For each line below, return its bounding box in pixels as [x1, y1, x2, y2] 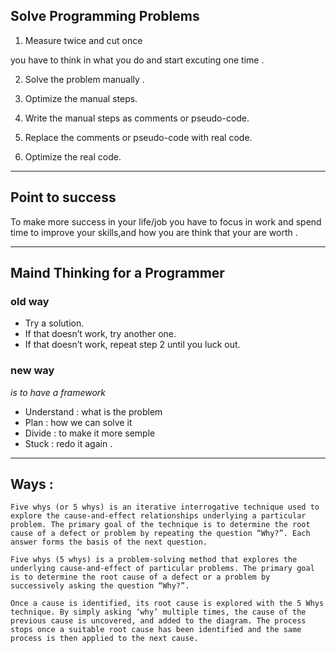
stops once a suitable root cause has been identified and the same [10, 625, 302, 635]
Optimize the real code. [24, 150, 122, 163]
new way [10, 364, 55, 378]
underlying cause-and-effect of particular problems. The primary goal [10, 564, 315, 574]
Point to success [10, 189, 117, 206]
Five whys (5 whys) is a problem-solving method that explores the [10, 555, 298, 565]
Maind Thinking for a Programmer [10, 265, 225, 282]
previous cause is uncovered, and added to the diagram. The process [10, 616, 307, 626]
